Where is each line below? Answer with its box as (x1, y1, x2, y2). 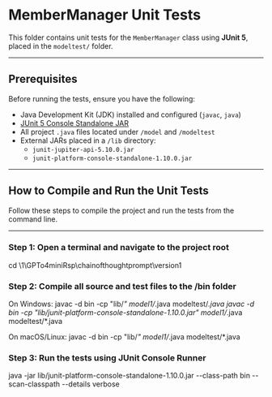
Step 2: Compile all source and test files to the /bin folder (8, 280, 236, 291)
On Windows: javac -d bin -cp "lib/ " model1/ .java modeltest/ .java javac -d (8, 299, 255, 309)
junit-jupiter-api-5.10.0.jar (32, 145, 135, 153)
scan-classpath (8, 379, 61, 389)
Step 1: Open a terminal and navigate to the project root (8, 242, 229, 253)
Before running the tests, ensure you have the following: (8, 93, 196, 103)
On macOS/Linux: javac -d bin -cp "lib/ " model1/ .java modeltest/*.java (8, 332, 240, 342)
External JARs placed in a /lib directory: (19, 136, 156, 145)
